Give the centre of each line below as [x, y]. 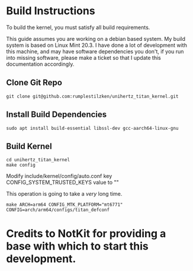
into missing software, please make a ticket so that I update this [83, 58]
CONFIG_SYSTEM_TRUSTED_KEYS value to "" [63, 183]
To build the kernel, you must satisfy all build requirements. [78, 27]
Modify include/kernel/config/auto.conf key [59, 176]
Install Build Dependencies [57, 115]
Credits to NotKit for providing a [86, 233]
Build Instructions [51, 11]
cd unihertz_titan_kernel [38, 160]
